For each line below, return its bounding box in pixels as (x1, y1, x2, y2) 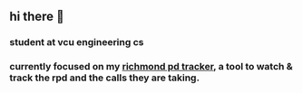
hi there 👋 (9, 9, 65, 24)
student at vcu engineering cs (9, 36, 144, 49)
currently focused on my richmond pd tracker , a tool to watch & (9, 60, 293, 73)
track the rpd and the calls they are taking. (9, 71, 200, 84)
